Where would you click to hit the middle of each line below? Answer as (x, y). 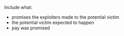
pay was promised (31, 28)
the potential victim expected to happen (53, 23)
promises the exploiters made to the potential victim (65, 17)
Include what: (18, 7)
